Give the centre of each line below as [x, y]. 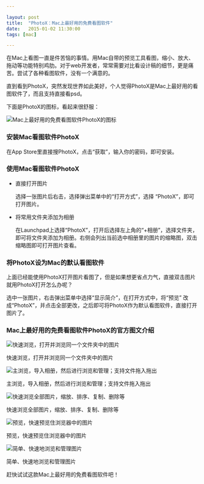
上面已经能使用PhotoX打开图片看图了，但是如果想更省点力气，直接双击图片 [101, 277]
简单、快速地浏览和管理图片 [41, 461]
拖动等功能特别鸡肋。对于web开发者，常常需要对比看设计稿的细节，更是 [97, 65]
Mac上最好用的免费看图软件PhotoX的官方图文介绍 [80, 331]
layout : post [23, 17]
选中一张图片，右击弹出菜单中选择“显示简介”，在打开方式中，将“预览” [94, 298]
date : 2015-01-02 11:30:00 [43, 29]
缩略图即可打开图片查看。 [47, 245]
